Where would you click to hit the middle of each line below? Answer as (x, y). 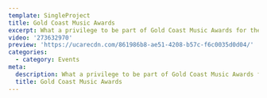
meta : (17, 67)
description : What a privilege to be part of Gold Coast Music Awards (135, 74)
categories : (28, 52)
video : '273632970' (41, 38)
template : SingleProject (49, 15)
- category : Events (48, 60)
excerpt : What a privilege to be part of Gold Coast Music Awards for (128, 30)
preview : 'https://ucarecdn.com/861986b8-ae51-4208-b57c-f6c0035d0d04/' (131, 45)
